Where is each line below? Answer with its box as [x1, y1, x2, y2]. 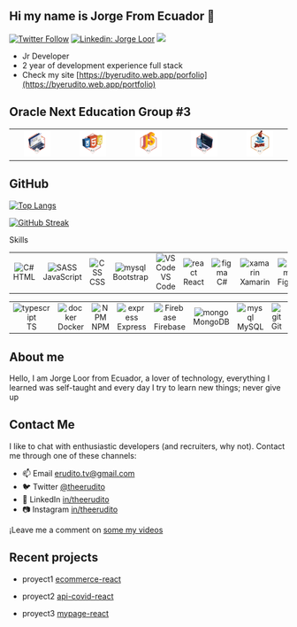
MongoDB [193, 316, 230, 328]
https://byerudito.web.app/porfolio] [79, 69, 208, 80]
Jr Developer [21, 50, 70, 61]
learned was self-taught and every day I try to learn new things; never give [9, 383, 281, 392]
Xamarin [240, 276, 270, 287]
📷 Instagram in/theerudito [21, 504, 118, 515]
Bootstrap [112, 272, 148, 283]
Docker [57, 321, 85, 332]
